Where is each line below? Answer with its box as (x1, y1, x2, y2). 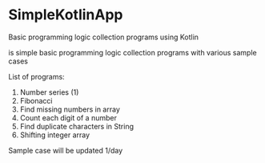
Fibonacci (19, 96, 53, 105)
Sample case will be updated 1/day (8, 145, 123, 155)
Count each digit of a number (19, 112, 118, 122)
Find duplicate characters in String (19, 121, 135, 131)
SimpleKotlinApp (8, 6, 123, 24)
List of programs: (8, 71, 66, 81)
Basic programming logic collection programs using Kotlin (8, 32, 199, 42)
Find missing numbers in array (19, 104, 120, 114)
